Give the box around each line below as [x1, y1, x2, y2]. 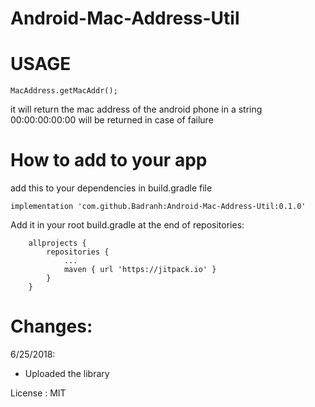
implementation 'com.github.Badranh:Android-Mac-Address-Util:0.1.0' [10, 202, 307, 212]
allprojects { [28, 238, 87, 249]
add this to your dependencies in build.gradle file [10, 182, 213, 194]
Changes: [10, 315, 93, 338]
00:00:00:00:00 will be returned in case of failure [10, 114, 214, 126]
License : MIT [10, 387, 67, 399]
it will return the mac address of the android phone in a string [10, 103, 263, 116]
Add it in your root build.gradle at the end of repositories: [10, 219, 245, 231]
